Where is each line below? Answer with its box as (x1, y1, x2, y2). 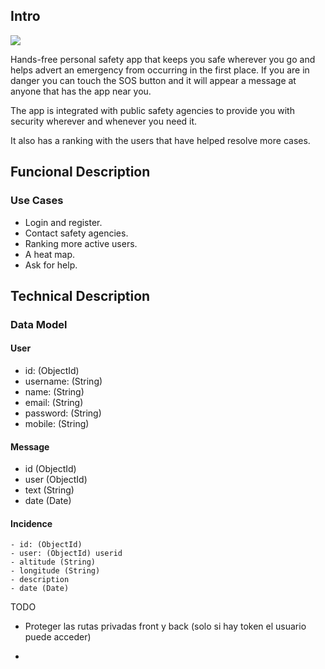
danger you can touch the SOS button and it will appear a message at (10, 74, 297, 86)
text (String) (24, 484, 75, 496)
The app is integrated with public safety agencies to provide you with (10, 104, 295, 116)
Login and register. (24, 216, 103, 228)
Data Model (10, 317, 68, 331)
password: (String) (24, 407, 102, 419)
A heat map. (24, 248, 76, 260)
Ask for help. (24, 259, 78, 271)
